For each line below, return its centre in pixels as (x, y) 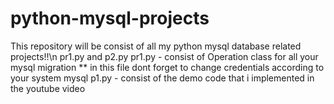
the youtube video (48, 88)
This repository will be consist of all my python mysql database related (156, 46)
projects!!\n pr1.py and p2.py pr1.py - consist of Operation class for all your (164, 56)
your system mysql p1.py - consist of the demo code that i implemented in (162, 78)
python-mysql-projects (110, 18)
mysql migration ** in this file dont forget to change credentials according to (167, 67)
